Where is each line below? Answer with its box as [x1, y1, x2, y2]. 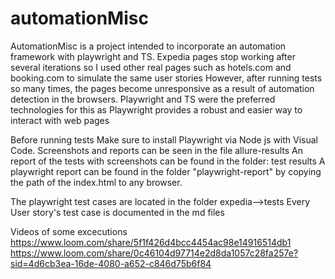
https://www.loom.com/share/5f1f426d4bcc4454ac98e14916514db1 [10, 236, 292, 248]
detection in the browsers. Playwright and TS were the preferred [10, 93, 276, 105]
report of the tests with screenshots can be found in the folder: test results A [10, 155, 326, 167]
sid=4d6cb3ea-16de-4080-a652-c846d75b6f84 [10, 257, 212, 269]
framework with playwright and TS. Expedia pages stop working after [10, 50, 296, 62]
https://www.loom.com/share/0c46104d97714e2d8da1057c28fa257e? [10, 247, 299, 259]
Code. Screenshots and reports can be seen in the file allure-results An [10, 144, 303, 156]
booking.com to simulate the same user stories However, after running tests [10, 72, 323, 84]
